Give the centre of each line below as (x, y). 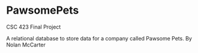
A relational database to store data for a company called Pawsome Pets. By (99, 38)
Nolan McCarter (26, 45)
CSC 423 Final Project (34, 27)
